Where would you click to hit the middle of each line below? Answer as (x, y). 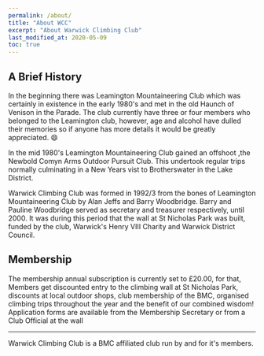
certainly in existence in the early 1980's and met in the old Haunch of (121, 104)
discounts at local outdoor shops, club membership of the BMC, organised (128, 295)
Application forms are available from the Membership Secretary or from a (127, 312)
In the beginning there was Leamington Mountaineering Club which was (125, 95)
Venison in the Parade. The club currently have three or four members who (129, 112)
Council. (22, 235)
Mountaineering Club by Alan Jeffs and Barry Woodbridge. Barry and (120, 201)
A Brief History (45, 77)
